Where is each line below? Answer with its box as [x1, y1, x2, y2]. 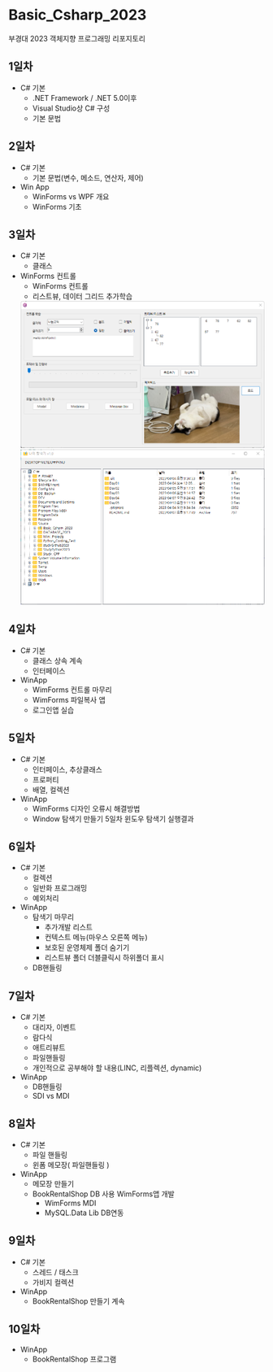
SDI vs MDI [32, 1091, 71, 1101]
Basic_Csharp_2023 [8, 6, 147, 24]
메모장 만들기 [32, 1178, 75, 1188]
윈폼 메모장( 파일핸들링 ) [32, 1160, 110, 1169]
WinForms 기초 [32, 202, 82, 211]
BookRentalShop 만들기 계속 [32, 1296, 125, 1306]
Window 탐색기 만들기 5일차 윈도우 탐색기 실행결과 [32, 813, 194, 823]
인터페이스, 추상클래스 [32, 764, 103, 774]
